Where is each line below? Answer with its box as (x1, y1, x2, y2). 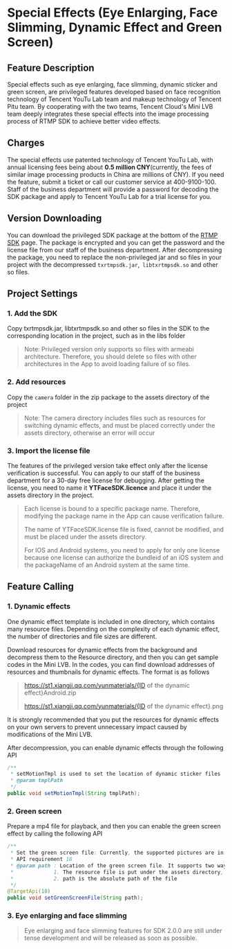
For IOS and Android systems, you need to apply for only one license (23, 546, 220, 554)
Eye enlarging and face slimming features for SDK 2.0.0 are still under (23, 927, 222, 935)
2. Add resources (7, 377, 66, 387)
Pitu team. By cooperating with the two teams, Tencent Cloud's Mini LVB (7, 103, 213, 110)
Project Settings (7, 288, 78, 299)
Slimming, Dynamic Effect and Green (7, 19, 222, 35)
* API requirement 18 (10, 856, 72, 863)
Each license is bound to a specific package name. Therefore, (23, 504, 200, 512)
